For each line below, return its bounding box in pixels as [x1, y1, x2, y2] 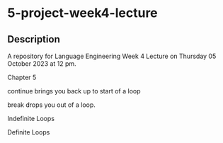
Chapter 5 [7, 73, 37, 81]
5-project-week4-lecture [7, 5, 158, 21]
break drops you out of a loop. [7, 101, 96, 109]
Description [7, 33, 60, 45]
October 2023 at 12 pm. [7, 59, 76, 68]
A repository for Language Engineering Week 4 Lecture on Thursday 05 [7, 52, 217, 60]
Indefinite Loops [7, 115, 55, 122]
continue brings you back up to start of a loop [7, 87, 141, 95]
